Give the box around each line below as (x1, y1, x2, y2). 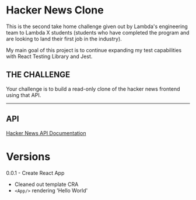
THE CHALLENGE (6, 70, 71, 80)
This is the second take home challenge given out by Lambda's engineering (6, 23, 188, 30)
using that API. (6, 91, 41, 98)
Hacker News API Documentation (6, 129, 86, 136)
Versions (6, 150, 51, 163)
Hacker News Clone (6, 4, 104, 17)
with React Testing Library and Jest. (6, 53, 93, 60)
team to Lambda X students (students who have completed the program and (6, 29, 190, 36)
